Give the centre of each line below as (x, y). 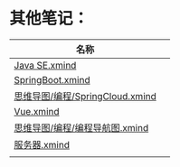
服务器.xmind (42, 144)
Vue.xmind (37, 111)
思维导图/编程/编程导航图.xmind (81, 127)
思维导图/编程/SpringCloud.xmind (85, 96)
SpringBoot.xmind (52, 79)
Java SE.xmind (45, 65)
